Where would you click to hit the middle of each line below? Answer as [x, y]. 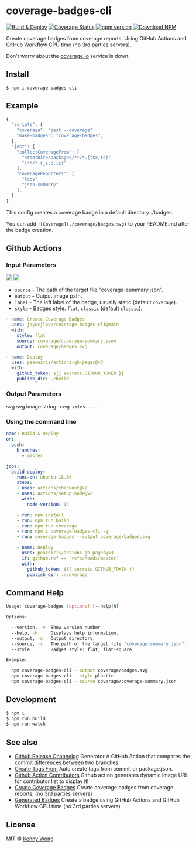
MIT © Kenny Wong [30, 839]
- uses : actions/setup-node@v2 [55, 493]
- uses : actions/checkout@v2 [52, 488]
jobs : [13, 466]
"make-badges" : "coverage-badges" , [60, 136]
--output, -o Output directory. [53, 638]
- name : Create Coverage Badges [45, 319]
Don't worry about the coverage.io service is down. [68, 56]
